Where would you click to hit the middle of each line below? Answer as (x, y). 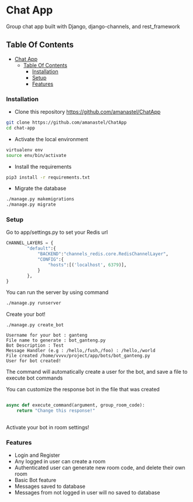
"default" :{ (42, 249)
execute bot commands (35, 378)
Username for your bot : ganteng (47, 335)
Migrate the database (40, 189)
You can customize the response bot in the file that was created (83, 390)
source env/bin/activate (36, 155)
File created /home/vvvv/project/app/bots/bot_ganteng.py (78, 356)
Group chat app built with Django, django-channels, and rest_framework (93, 26)
